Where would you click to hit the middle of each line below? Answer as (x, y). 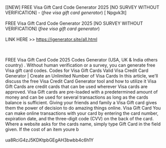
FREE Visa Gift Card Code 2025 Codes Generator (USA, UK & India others (81, 60)
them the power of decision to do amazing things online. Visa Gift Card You (83, 108)
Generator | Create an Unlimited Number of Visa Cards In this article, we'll (82, 76)
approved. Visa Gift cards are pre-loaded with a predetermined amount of (81, 92)
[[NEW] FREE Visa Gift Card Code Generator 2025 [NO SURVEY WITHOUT (82, 7)
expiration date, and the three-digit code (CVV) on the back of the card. (79, 119)
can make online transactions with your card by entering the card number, (82, 113)
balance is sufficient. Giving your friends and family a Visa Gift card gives (81, 102)
